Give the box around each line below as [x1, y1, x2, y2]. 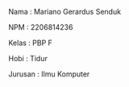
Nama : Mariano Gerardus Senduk [8, 7, 122, 16]
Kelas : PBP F [8, 38, 52, 48]
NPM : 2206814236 [8, 23, 73, 31]
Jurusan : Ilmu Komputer [8, 69, 90, 79]
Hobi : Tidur [8, 54, 48, 63]
